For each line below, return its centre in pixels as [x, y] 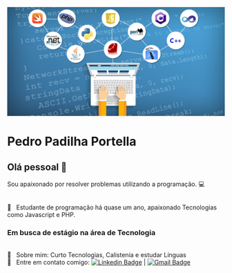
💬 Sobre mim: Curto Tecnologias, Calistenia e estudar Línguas [97, 255]
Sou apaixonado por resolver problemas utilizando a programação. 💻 [106, 184]
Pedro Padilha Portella [72, 142]
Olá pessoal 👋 [37, 167]
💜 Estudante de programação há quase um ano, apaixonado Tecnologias [112, 207]
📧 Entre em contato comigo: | [77, 263]
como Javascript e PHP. [41, 215]
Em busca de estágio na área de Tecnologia [81, 232]
